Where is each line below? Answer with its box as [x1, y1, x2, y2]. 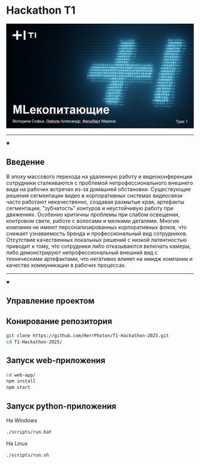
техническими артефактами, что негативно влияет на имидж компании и [6, 255, 193, 262]
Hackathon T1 [6, 4, 76, 17]
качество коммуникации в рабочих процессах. [6, 261, 127, 269]
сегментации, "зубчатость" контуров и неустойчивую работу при [6, 204, 174, 211]
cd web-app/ [6, 372, 36, 378]
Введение [6, 157, 45, 167]
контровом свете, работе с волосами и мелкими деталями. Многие [6, 217, 180, 224]
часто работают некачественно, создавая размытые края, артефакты [6, 198, 185, 205]
